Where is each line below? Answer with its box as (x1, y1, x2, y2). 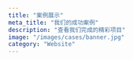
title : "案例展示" (8, 11, 65, 19)
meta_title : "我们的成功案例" (8, 19, 99, 26)
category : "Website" (8, 41, 76, 48)
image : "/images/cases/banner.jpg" (8, 33, 125, 41)
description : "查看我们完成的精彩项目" (8, 26, 126, 34)
